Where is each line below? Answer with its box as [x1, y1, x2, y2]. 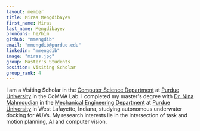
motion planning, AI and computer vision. [6, 118, 107, 126]
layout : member [6, 8, 44, 15]
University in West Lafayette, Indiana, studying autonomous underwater [6, 105, 183, 112]
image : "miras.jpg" [6, 53, 55, 59]
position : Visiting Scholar [6, 64, 76, 71]
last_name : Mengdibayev [6, 25, 66, 32]
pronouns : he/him [6, 31, 50, 37]
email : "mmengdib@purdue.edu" [6, 42, 82, 48]
